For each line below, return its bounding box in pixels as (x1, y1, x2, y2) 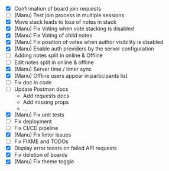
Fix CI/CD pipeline (14, 124, 58, 131)
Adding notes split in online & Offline (14, 52, 103, 59)
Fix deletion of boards (14, 151, 68, 159)
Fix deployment (14, 118, 52, 125)
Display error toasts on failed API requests (14, 145, 117, 152)
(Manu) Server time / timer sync (14, 65, 92, 72)
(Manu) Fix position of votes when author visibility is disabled (14, 39, 164, 46)
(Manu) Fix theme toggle (14, 158, 74, 165)
